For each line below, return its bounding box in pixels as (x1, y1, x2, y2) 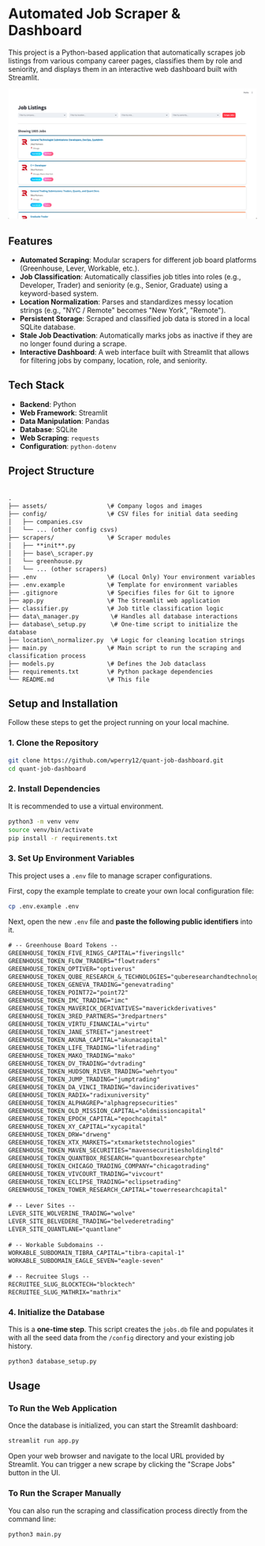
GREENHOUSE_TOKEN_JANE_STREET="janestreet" (8, 1028, 154, 1036)
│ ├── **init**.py (8, 541, 77, 549)
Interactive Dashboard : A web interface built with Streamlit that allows (19, 348, 250, 357)
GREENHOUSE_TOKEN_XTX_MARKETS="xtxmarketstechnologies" (8, 1138, 196, 1146)
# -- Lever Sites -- (8, 1201, 77, 1209)
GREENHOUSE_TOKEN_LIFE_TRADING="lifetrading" (8, 1044, 160, 1051)
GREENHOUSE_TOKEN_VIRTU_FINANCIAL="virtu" (8, 1020, 150, 1028)
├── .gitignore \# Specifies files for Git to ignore (8, 588, 235, 596)
